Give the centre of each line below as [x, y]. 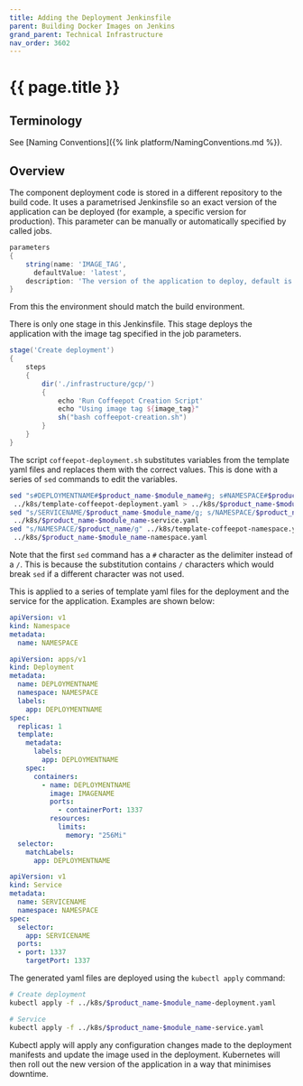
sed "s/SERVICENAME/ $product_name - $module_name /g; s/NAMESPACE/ [133, 512]
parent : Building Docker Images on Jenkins [92, 26]
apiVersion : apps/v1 [48, 659]
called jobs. [31, 231]
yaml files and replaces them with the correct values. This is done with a [143, 469]
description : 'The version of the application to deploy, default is [159, 281]
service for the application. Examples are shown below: [112, 601]
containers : [55, 776]
